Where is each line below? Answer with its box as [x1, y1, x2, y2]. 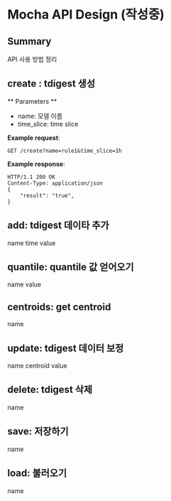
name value [7, 280, 41, 289]
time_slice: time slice [17, 119, 79, 128]
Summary [7, 35, 52, 47]
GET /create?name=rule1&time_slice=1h [7, 147, 122, 154]
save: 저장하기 [7, 426, 69, 438]
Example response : [7, 159, 65, 168]
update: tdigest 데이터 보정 [7, 342, 124, 354]
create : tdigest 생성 [7, 77, 96, 90]
